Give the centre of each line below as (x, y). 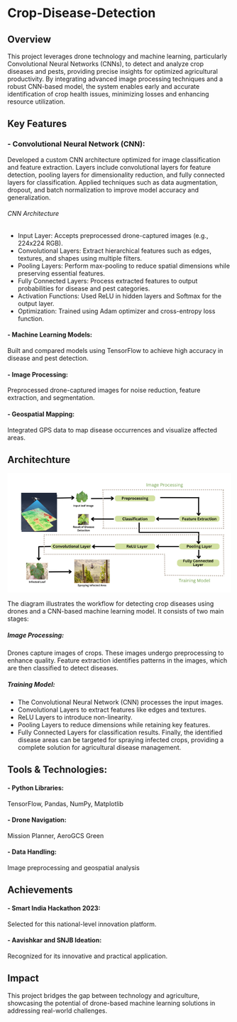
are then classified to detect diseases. (63, 668)
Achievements (40, 890)
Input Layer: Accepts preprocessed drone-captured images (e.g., (113, 235)
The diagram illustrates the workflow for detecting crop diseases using (111, 604)
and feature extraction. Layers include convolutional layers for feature (109, 167)
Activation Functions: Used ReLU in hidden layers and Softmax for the (120, 295)
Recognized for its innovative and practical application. (88, 956)
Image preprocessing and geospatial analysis (73, 867)
